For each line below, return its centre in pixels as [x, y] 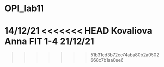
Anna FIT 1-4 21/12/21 [49, 41]
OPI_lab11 [24, 9]
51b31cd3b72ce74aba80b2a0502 [125, 55]
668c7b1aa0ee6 [107, 60]
